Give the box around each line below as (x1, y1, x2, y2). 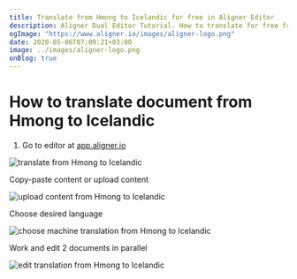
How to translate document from (9, 92, 253, 112)
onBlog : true (9, 54, 57, 63)
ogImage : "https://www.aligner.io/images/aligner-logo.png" (9, 29, 236, 38)
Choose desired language (9, 208, 103, 219)
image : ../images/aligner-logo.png (9, 46, 141, 55)
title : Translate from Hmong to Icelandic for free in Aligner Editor (9, 12, 275, 22)
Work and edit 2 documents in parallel (9, 242, 148, 253)
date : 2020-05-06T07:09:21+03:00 (9, 37, 133, 47)
